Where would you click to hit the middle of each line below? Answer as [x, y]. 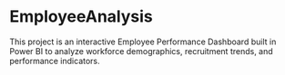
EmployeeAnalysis [81, 17]
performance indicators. [55, 61]
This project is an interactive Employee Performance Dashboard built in [143, 42]
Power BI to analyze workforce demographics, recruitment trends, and [141, 51]
